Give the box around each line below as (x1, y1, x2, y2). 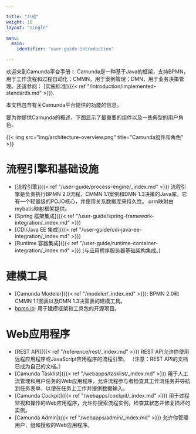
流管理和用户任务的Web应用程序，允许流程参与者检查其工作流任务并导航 (14, 377, 191, 384)
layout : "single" (6, 25, 49, 30)
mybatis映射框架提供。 (14, 205, 70, 212)
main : (11, 40, 25, 47)
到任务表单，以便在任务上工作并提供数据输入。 (14, 385, 128, 392)
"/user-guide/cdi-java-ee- (79, 226, 142, 233)
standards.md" (6, 89, 42, 96)
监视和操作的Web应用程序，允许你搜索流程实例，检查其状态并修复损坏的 (14, 399, 191, 406)
